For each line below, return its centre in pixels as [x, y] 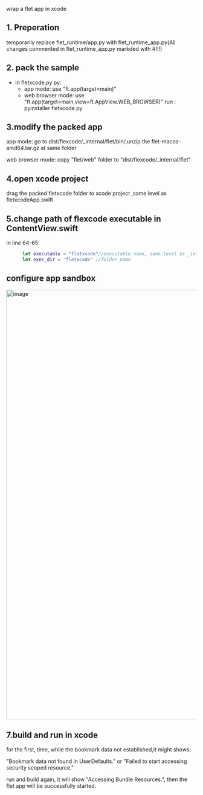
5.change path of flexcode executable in [84, 219]
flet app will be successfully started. [51, 786]
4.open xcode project [47, 179]
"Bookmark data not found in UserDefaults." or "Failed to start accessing [97, 761]
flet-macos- [166, 142]
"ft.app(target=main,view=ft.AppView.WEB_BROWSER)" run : [100, 102]
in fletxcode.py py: [38, 82]
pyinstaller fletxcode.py [53, 108]
